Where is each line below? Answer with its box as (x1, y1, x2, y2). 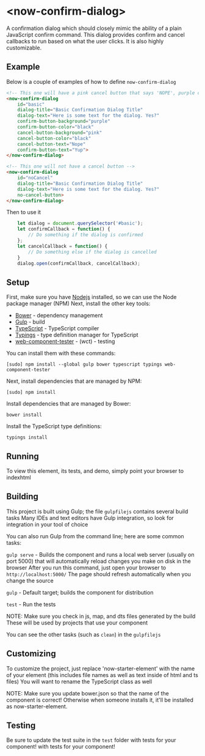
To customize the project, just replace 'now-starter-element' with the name (6, 665, 195, 672)
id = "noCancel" (17, 175, 53, 181)
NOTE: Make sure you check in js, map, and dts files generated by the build (6, 612, 196, 620)
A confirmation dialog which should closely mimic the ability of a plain (6, 24, 182, 32)
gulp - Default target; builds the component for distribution (6, 588, 154, 596)
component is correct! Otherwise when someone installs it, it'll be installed (6, 696, 193, 703)
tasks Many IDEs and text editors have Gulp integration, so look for (6, 514, 174, 521)
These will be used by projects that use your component (6, 619, 148, 626)
